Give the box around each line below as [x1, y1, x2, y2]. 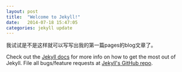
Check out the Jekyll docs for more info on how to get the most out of [6, 53, 176, 60]
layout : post [6, 8, 38, 15]
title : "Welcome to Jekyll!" [6, 14, 81, 20]
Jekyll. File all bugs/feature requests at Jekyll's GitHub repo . [6, 60, 153, 67]
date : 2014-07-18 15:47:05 [6, 19, 78, 25]
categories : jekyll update [6, 25, 73, 31]
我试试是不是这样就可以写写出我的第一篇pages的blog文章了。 [6, 42, 157, 49]
